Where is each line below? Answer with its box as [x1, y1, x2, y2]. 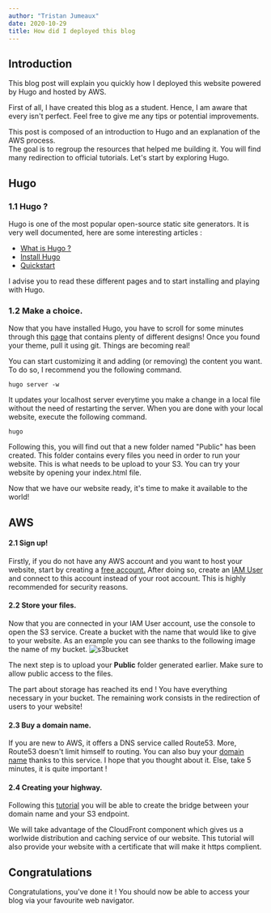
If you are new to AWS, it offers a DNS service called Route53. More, [8, 738, 237, 748]
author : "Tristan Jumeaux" [8, 11, 100, 20]
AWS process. [8, 135, 56, 146]
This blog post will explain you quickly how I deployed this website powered [8, 79, 261, 88]
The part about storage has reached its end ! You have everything [8, 684, 228, 693]
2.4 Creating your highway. [8, 783, 103, 792]
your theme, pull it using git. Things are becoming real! [8, 341, 190, 351]
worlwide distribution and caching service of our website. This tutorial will [8, 834, 255, 843]
